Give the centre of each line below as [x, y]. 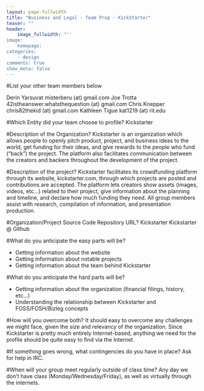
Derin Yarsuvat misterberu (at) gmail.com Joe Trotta [72, 97]
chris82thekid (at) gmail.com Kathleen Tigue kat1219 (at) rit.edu [86, 111]
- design [28, 57]
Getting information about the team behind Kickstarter [83, 266]
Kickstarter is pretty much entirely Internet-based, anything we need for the [101, 333]
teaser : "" [20, 23]
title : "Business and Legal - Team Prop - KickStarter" [79, 18]
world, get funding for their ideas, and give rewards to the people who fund [101, 147]
